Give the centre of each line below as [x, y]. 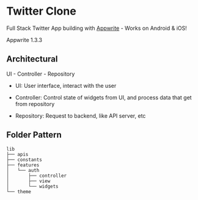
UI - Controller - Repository [41, 74]
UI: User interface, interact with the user [66, 85]
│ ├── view [28, 181]
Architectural [32, 59]
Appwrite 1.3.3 [24, 40]
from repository [35, 104]
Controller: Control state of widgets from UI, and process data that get [103, 97]
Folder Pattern [34, 135]
